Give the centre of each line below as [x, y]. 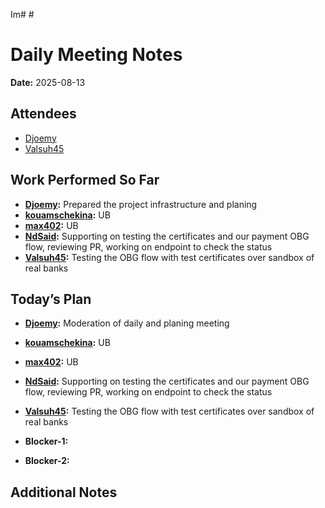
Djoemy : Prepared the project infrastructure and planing [141, 204]
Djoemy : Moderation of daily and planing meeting [127, 323]
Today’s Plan [51, 299]
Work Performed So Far [85, 180]
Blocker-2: [47, 461]
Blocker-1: [46, 441]
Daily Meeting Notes [96, 55]
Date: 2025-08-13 [48, 82]
